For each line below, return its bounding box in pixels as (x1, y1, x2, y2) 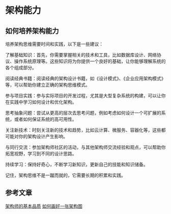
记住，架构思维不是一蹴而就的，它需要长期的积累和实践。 (5, 172, 126, 178)
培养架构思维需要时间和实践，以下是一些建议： (5, 41, 103, 47)
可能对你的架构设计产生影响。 (5, 133, 68, 139)
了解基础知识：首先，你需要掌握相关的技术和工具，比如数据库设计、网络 (5, 52, 157, 58)
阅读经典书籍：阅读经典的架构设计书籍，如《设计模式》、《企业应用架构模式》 (5, 75, 166, 82)
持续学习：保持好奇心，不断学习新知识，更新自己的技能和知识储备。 (5, 162, 148, 167)
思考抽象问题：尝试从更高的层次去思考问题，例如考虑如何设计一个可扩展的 (5, 110, 161, 116)
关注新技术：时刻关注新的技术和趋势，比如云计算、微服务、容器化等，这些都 (5, 127, 166, 133)
